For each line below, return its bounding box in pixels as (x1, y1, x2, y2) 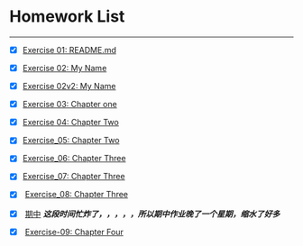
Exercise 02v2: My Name (22, 81, 116, 92)
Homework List (9, 6, 125, 27)
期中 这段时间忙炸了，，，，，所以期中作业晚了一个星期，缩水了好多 (24, 208, 280, 219)
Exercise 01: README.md (22, 44, 117, 55)
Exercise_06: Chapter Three (22, 153, 126, 164)
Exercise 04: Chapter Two (22, 117, 119, 128)
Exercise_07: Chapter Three (22, 171, 125, 182)
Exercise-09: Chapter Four (24, 226, 124, 237)
